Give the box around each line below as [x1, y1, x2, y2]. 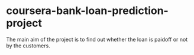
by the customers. [6, 42, 50, 49]
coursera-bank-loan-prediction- [6, 4, 169, 18]
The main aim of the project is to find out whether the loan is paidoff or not [6, 36, 188, 43]
